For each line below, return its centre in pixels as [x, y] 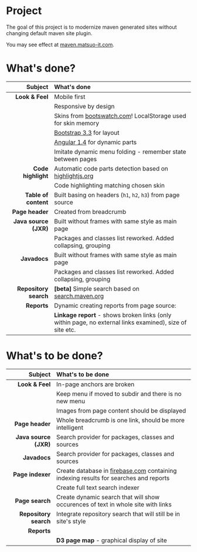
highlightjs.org [74, 176]
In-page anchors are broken [96, 384]
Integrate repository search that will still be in [118, 514]
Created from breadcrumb [90, 212]
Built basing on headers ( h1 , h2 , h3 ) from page [117, 195]
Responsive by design [84, 106]
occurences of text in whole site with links [114, 504]
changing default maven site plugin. [49, 33]
